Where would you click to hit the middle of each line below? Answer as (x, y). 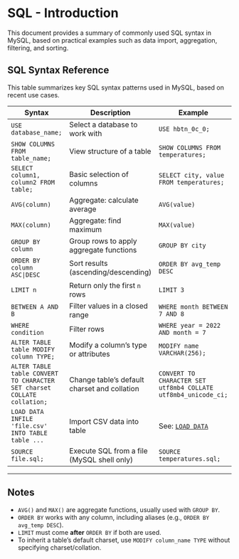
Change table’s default (107, 380)
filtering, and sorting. (38, 48)
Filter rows (87, 329)
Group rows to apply (103, 241)
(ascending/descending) (111, 272)
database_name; (37, 132)
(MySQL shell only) (101, 459)
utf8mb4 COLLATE (186, 388)
